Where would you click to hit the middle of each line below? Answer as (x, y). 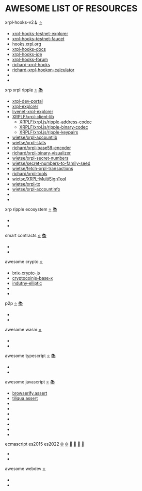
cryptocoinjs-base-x (32, 278)
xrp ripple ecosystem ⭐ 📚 (31, 209)
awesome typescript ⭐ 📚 (30, 356)
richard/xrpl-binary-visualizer (41, 153)
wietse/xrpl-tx (26, 184)
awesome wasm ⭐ (24, 329)
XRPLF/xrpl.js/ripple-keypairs (49, 132)
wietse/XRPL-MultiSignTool (39, 179)
